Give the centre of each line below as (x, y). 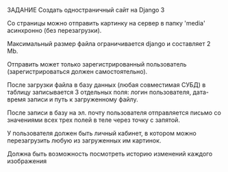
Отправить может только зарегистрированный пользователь (97, 64)
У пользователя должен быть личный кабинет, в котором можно (102, 133)
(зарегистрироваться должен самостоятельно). (77, 72)
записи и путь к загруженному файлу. (83, 99)
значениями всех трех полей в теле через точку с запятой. (93, 120)
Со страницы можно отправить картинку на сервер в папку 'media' (106, 23)
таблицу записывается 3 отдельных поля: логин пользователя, (99, 92)
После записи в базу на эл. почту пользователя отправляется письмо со (114, 113)
